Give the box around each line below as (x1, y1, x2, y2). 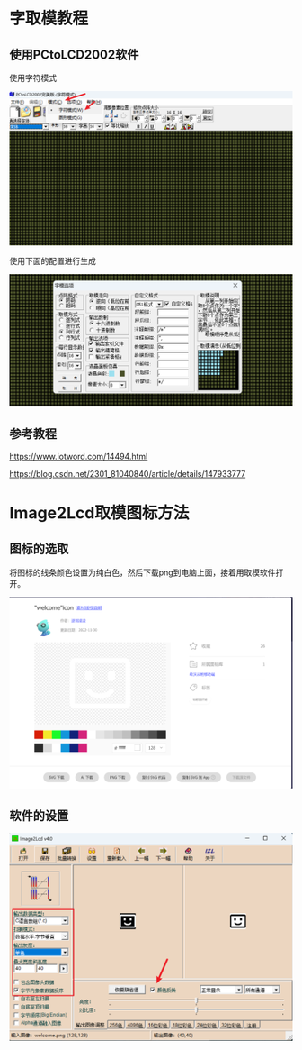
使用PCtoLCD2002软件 (9, 47, 139, 62)
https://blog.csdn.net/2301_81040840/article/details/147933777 (9, 468, 246, 479)
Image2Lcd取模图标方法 (9, 502, 190, 523)
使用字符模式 (9, 73, 57, 83)
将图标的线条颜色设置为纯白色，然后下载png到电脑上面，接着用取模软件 (9, 567, 276, 578)
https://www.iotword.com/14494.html (9, 451, 148, 461)
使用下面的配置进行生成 (9, 256, 96, 267)
